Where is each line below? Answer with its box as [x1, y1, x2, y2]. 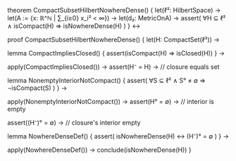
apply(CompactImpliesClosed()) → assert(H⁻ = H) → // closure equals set [7, 63, 220, 71]
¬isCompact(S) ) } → [7, 84, 68, 92]
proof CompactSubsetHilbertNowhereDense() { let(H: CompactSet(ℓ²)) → [7, 35, 220, 44]
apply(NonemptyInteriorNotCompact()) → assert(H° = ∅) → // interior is [7, 98, 215, 105]
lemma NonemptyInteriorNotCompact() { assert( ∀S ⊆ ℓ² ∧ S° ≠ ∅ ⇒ [7, 77, 206, 84]
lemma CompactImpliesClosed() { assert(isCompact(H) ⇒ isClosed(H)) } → [7, 49, 225, 57]
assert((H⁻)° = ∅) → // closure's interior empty [7, 119, 141, 127]
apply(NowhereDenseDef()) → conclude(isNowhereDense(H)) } [7, 146, 192, 154]
